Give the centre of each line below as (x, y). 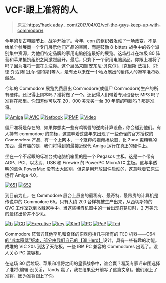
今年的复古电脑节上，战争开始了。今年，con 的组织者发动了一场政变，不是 (81, 41)
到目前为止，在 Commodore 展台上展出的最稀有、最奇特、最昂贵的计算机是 (82, 195)
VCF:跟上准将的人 (41, 10)
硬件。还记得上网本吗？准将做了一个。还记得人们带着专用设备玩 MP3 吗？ (84, 94)
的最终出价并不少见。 (27, 213)
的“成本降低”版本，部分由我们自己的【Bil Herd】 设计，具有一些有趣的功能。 (82, 240)
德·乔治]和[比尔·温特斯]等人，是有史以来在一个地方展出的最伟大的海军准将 (80, 71)
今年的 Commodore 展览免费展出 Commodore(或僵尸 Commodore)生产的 (80, 88)
